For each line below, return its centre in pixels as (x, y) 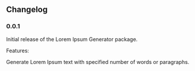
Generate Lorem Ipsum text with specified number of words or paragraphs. (98, 62)
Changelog (27, 10)
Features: (18, 50)
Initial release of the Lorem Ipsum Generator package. (72, 39)
